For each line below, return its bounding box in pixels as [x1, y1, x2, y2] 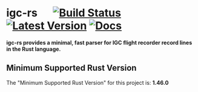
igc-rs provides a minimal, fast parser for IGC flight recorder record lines [6, 39, 193, 46]
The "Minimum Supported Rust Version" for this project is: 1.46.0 [6, 79, 169, 86]
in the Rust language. [6, 45, 61, 53]
